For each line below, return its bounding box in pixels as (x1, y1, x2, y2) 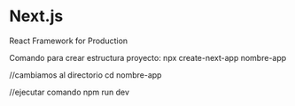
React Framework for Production (9, 35, 128, 46)
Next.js (9, 6, 64, 26)
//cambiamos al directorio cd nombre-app (9, 69, 162, 80)
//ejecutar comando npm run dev (9, 87, 130, 97)
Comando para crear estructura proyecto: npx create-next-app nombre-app (9, 52, 287, 63)
